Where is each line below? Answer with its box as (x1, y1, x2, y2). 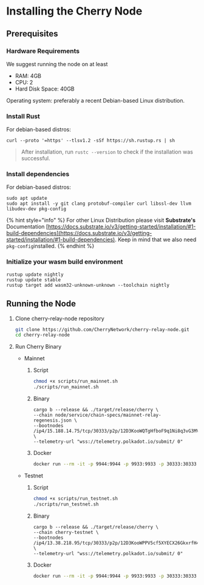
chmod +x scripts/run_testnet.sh (33, 495, 118, 502)
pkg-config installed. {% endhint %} (6, 242, 95, 250)
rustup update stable (6, 276, 61, 283)
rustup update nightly (6, 272, 64, 278)
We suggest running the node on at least (6, 60, 108, 67)
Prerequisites (6, 29, 58, 39)
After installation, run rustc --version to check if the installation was (21, 148, 193, 156)
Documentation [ (6, 223, 49, 230)
